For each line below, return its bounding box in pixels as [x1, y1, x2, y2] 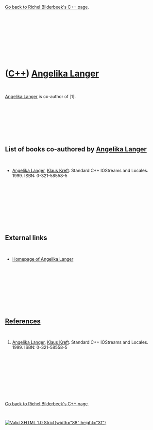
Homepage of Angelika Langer [12, 256, 74, 262]
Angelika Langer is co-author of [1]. [5, 93, 76, 99]
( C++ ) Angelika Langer [5, 68, 99, 79]
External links [5, 234, 48, 242]
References [5, 317, 41, 325]
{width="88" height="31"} [54, 420, 106, 426]
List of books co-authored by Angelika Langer [5, 145, 147, 153]
